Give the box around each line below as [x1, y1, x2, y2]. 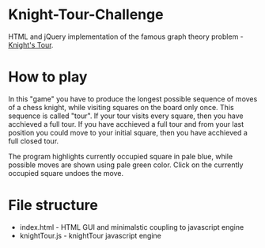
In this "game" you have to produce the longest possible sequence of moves [8, 93, 258, 104]
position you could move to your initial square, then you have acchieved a [8, 128, 248, 137]
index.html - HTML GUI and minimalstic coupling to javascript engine [19, 222, 244, 231]
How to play [8, 68, 88, 86]
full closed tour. [8, 136, 59, 146]
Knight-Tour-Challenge [8, 6, 164, 24]
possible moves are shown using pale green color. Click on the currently [8, 160, 244, 170]
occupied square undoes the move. [8, 168, 124, 177]
